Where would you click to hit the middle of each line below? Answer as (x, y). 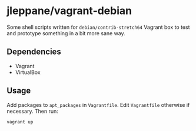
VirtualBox (28, 72)
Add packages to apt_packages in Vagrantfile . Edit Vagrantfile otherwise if (98, 105)
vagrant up (20, 122)
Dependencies (34, 52)
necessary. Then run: (32, 111)
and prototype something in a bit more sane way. (66, 33)
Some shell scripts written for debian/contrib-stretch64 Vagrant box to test (98, 27)
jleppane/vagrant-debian (69, 11)
